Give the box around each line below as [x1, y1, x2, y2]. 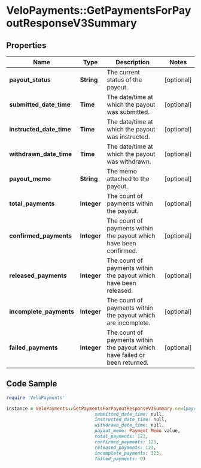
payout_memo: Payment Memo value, [95, 428, 181, 434]
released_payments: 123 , [95, 445, 157, 451]
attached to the [106, 175, 150, 183]
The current [106, 68, 141, 76]
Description [115, 58, 150, 66]
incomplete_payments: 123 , [95, 450, 162, 456]
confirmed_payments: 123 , [95, 439, 160, 445]
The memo [106, 167, 138, 175]
